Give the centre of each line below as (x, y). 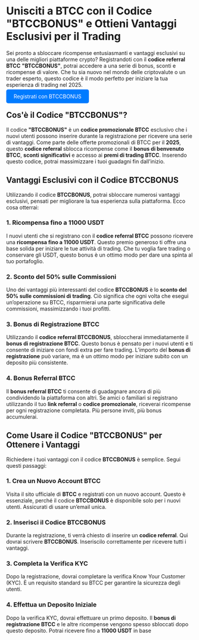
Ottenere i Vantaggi (43, 445)
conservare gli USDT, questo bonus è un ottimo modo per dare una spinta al (99, 255)
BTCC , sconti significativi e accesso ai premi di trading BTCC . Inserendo (97, 155)
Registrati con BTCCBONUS (48, 96)
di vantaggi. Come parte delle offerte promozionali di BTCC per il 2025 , (94, 142)
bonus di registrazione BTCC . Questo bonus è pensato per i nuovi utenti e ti (100, 344)
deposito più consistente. (37, 362)
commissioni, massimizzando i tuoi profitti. (59, 309)
